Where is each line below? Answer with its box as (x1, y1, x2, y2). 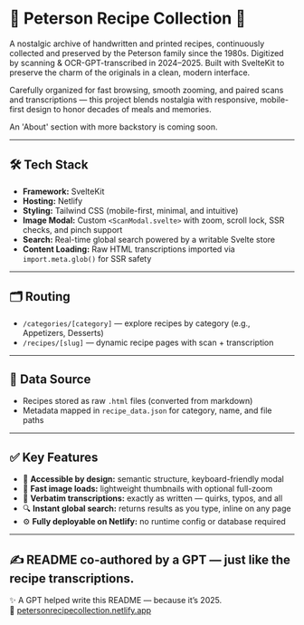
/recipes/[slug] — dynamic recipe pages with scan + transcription (22, 337, 274, 348)
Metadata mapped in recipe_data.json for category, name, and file (22, 405, 272, 416)
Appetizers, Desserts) (22, 327, 104, 338)
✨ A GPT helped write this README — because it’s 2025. (9, 595, 223, 605)
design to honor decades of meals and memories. (25, 103, 212, 114)
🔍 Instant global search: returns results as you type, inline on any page (22, 503, 291, 514)
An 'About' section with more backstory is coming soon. (9, 121, 218, 132)
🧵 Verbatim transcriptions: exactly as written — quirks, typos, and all (22, 493, 283, 504)
